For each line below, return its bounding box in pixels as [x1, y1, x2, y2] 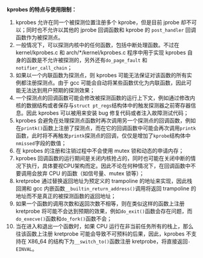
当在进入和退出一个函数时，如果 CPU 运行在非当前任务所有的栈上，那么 [15, 223, 194, 230]
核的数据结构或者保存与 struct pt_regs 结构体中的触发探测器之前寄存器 [15, 102, 192, 109]
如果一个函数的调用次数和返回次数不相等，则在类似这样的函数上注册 [15, 200, 185, 207]
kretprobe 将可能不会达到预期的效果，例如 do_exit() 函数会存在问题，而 [15, 208, 193, 214]
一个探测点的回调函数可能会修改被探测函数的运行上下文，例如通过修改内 [15, 94, 195, 102]
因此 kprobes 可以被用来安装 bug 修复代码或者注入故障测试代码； [26, 109, 189, 117]
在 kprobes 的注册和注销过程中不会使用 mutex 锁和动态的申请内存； [15, 147, 184, 154]
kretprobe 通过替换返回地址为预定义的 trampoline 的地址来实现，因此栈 [15, 178, 192, 184]
